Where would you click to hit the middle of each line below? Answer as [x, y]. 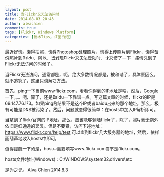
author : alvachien [24, 23]
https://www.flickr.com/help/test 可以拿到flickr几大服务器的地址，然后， [78, 132]
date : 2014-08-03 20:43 [29, 19]
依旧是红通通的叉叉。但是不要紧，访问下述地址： [55, 126]
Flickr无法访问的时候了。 [30, 64]
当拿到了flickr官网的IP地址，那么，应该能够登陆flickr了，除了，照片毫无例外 [82, 120]
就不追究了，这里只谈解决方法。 [37, 80]
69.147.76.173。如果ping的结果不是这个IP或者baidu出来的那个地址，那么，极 [82, 103]
